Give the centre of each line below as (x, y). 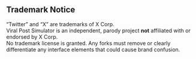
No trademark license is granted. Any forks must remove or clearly (88, 43)
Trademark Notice (41, 10)
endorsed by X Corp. (32, 37)
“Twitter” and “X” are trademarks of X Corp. (61, 24)
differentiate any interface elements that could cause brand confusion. (93, 49)
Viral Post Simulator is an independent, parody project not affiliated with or (98, 30)
